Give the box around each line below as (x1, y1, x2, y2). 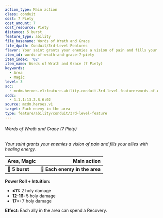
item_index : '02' (5, 57, 40, 62)
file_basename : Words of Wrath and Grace (5, 39, 90, 44)
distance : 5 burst (5, 30, 42, 34)
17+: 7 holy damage (12, 198, 52, 204)
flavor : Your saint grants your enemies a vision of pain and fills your (5, 48, 158, 52)
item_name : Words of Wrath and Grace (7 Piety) (5, 61, 103, 66)
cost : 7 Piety (5, 16, 34, 21)
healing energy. (5, 146, 36, 152)
